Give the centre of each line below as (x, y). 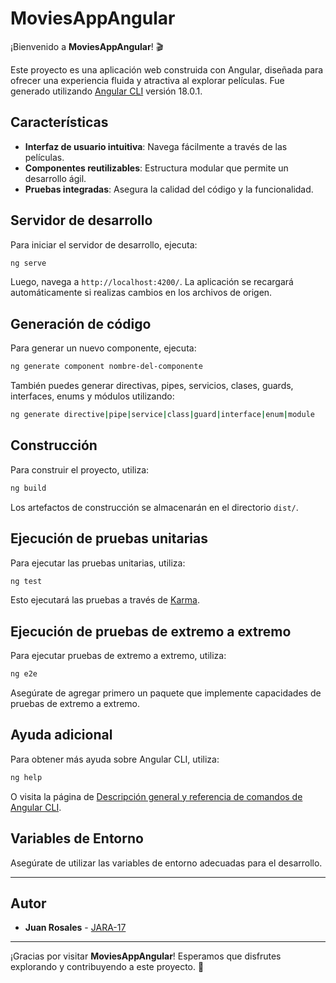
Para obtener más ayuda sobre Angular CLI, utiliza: (115, 759)
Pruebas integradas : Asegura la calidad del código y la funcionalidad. (169, 189)
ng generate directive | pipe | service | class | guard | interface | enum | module (162, 415)
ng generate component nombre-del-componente (106, 367)
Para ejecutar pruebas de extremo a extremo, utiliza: (118, 656)
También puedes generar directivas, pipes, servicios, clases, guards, (152, 386)
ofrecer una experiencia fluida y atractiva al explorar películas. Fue (147, 80)
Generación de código (81, 323)
